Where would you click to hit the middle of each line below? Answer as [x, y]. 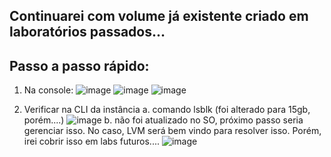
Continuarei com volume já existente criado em [159, 16]
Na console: [48, 90]
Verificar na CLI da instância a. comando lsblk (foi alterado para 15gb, [167, 110]
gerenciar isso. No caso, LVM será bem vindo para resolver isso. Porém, [172, 131]
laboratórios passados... [87, 32]
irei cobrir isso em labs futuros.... [91, 141]
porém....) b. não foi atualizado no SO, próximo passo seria [163, 120]
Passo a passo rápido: [79, 65]
